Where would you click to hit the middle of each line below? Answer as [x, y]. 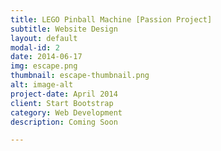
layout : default [44, 38]
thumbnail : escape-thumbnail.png [80, 76]
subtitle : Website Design [64, 29]
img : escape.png [44, 66]
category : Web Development [66, 112]
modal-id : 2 [35, 47]
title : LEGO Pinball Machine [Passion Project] [111, 19]
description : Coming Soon [64, 122]
